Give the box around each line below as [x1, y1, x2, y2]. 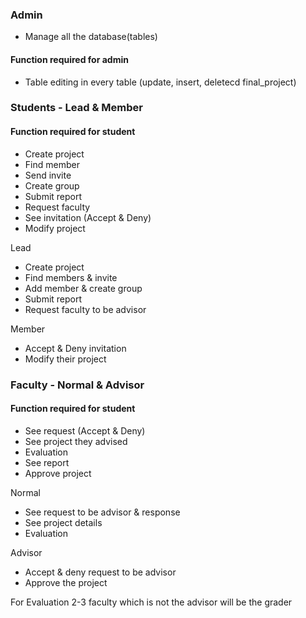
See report [24, 456, 70, 468]
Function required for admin [10, 53, 129, 65]
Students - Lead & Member [10, 101, 143, 115]
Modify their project [24, 353, 107, 365]
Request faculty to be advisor [24, 303, 147, 315]
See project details [24, 516, 103, 528]
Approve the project [24, 576, 108, 588]
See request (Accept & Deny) [24, 424, 146, 437]
